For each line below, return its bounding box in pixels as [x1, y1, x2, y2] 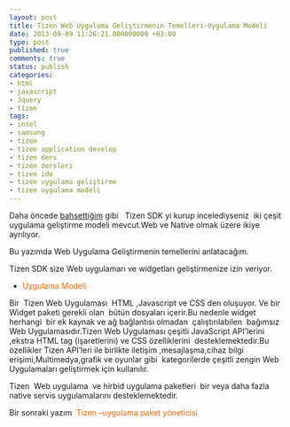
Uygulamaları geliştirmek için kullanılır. [9, 364, 149, 374]
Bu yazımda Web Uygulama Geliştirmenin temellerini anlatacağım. [9, 246, 249, 257]
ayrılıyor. [9, 229, 41, 239]
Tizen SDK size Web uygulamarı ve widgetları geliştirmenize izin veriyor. [9, 263, 272, 274]
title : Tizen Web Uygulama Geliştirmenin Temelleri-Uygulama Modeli [9, 21, 268, 30]
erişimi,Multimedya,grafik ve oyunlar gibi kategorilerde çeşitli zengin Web [9, 354, 279, 364]
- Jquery [9, 95, 42, 105]
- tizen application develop [9, 144, 117, 153]
